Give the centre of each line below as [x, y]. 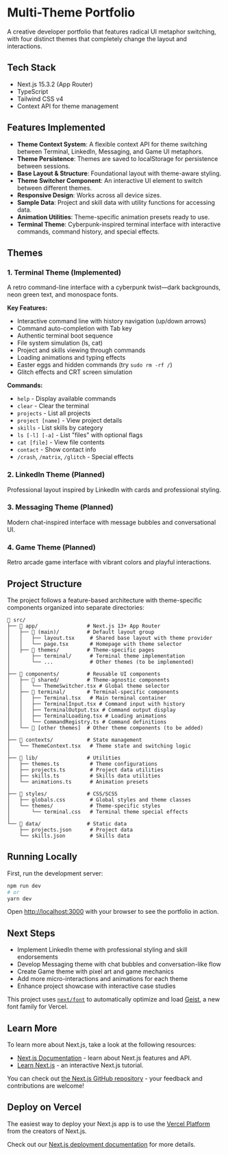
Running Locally [42, 857]
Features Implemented [56, 128]
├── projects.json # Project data [76, 830]
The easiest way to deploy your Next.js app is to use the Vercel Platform [109, 1123]
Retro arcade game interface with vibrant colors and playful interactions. [109, 562]
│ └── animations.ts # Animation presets [78, 782]
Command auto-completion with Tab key [74, 328]
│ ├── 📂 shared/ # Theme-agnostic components [88, 680]
